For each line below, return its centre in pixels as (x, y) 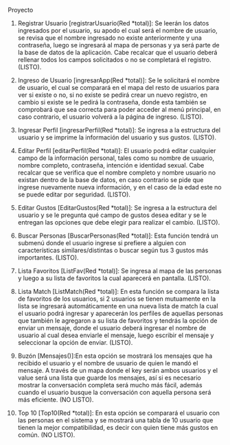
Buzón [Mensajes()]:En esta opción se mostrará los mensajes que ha (115, 356)
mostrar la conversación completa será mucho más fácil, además (110, 385)
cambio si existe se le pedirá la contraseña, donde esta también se (112, 102)
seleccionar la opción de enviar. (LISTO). (75, 342)
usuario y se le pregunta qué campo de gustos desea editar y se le (112, 215)
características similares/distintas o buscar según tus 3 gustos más (113, 250)
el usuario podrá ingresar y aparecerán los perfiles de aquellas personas (120, 313)
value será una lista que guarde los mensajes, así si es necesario (109, 378)
